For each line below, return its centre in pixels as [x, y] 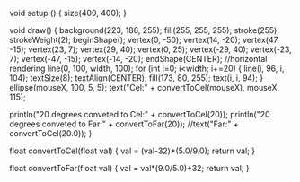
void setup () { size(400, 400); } [68, 13]
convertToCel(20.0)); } [51, 133]
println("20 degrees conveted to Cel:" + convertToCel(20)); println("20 [140, 114]
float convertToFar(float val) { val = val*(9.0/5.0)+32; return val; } [129, 168]
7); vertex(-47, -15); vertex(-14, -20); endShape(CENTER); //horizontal [138, 59]
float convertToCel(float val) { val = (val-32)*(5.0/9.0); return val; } [132, 151]
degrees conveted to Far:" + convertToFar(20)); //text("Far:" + [124, 124]
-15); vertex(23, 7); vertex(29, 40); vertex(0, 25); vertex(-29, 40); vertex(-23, [150, 49]
